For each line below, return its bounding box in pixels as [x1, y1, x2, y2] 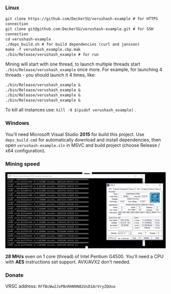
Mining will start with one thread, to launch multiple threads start [5, 61, 140, 67]
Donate [5, 272, 24, 279]
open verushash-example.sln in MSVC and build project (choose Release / [5, 142, 160, 148]
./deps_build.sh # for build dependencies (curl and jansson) [5, 42, 140, 47]
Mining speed [5, 160, 40, 167]
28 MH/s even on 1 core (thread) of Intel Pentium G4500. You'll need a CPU [5, 254, 164, 260]
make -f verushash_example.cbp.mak [5, 47, 81, 52]
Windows [5, 120, 30, 127]
